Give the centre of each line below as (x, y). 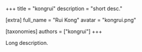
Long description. (27, 43)
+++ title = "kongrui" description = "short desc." (64, 9)
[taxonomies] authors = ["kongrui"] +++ (54, 31)
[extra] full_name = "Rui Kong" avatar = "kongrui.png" (71, 20)
